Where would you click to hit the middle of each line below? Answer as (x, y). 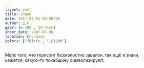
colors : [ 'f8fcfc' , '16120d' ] (36, 41)
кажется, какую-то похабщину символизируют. (55, 60)
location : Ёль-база (25, 37)
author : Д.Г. (18, 23)
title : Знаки (18, 14)
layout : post (18, 9)
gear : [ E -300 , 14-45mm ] (30, 28)
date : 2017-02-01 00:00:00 (32, 18)
